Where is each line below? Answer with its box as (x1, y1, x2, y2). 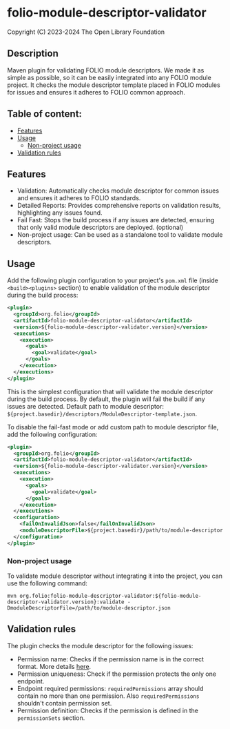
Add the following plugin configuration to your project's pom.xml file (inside (7, 276, 218, 284)
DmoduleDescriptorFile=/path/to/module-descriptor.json (7, 604, 171, 612)
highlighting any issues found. (17, 208, 103, 217)
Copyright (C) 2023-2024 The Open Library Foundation (7, 28, 165, 36)
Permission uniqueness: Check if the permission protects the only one (17, 670, 217, 678)
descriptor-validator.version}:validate (7, 599, 125, 605)
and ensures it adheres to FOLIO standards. (17, 194, 141, 202)
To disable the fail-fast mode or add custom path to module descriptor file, (7, 422, 219, 431)
